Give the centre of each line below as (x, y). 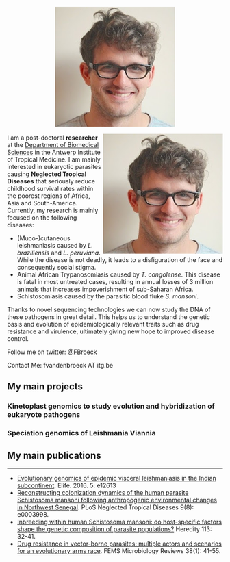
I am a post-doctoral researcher (52, 138)
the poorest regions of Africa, (49, 196)
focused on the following (42, 218)
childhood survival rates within (50, 189)
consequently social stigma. (56, 267)
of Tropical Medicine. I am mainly (54, 159)
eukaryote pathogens (44, 415)
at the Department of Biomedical (53, 145)
